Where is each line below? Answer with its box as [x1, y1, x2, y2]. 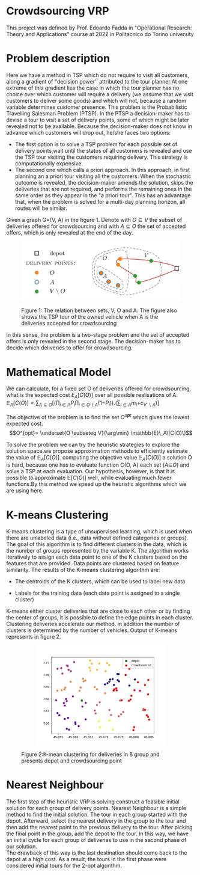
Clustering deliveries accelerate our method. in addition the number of [6, 621, 180, 628]
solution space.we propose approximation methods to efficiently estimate [6, 447, 188, 455]
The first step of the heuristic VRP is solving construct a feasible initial [6, 798, 180, 805]
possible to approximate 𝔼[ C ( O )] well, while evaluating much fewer [6, 474, 172, 482]
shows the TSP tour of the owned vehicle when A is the [21, 313, 159, 321]
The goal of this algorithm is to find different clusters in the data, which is [6, 541, 187, 548]
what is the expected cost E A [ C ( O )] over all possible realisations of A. [6, 391, 178, 401]
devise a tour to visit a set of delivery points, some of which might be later [6, 116, 189, 123]
